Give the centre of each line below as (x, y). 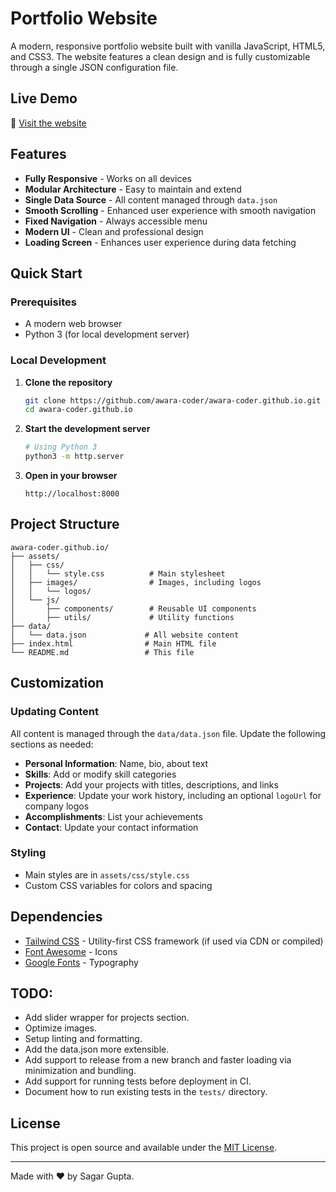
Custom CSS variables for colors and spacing (118, 885)
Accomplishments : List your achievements (113, 816)
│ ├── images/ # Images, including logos (136, 582)
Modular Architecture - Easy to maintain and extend (133, 189)
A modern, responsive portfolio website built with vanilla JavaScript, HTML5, (168, 46)
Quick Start (46, 273)
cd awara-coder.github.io (78, 410)
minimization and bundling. (80, 1071)
